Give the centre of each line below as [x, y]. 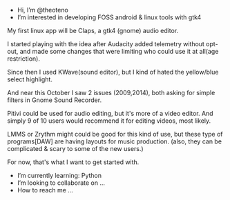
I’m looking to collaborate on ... [61, 183]
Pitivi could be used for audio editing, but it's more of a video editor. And [110, 113]
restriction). [23, 59]
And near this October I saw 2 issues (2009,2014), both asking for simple [111, 93]
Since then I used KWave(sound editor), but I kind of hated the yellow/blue [113, 72]
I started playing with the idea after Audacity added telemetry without [106, 44]
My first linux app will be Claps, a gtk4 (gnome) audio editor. [93, 31]
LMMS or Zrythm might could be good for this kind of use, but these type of [115, 134]
